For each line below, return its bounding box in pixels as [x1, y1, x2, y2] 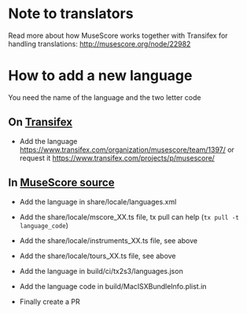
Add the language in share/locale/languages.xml [19, 197, 177, 206]
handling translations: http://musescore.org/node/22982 [8, 39, 191, 48]
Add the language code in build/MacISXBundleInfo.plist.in [19, 281, 207, 291]
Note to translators [8, 5, 134, 23]
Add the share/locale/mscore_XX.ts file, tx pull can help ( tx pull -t [19, 212, 240, 221]
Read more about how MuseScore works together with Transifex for [8, 31, 228, 40]
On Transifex [8, 116, 73, 129]
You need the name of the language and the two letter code [8, 92, 201, 102]
